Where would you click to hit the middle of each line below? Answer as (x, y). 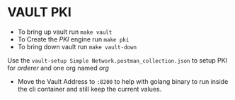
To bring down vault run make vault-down (77, 46)
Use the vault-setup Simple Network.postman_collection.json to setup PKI (117, 60)
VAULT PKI (40, 12)
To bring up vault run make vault (65, 32)
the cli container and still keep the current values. (90, 89)
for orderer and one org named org (58, 68)
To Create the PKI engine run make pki (73, 39)
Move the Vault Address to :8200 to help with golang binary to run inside (123, 81)
